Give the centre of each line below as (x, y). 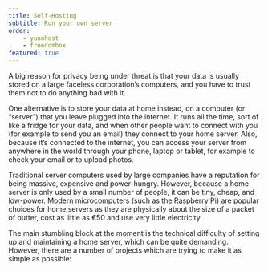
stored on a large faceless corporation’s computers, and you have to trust (130, 84)
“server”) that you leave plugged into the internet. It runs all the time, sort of (134, 117)
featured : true (34, 53)
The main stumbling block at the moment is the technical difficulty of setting (134, 233)
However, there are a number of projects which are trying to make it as (125, 250)
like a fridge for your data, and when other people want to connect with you (133, 125)
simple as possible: (40, 259)
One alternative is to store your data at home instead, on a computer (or (127, 108)
